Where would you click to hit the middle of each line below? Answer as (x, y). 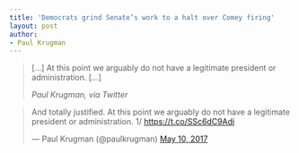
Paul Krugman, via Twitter (79, 95)
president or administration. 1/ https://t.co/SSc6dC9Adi (133, 122)
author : (24, 34)
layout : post (34, 26)
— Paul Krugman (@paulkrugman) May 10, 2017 (119, 139)
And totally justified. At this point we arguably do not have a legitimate (160, 112)
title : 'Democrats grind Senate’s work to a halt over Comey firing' (142, 17)
